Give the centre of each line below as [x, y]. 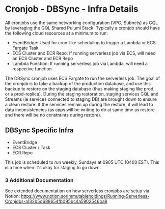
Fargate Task [25, 48]
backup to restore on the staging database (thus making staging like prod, [80, 89]
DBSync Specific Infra [39, 131]
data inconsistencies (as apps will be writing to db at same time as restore [80, 110]
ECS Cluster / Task [31, 147]
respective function [32, 69]
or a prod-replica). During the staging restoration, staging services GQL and [82, 94]
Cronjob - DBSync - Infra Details [72, 9]
